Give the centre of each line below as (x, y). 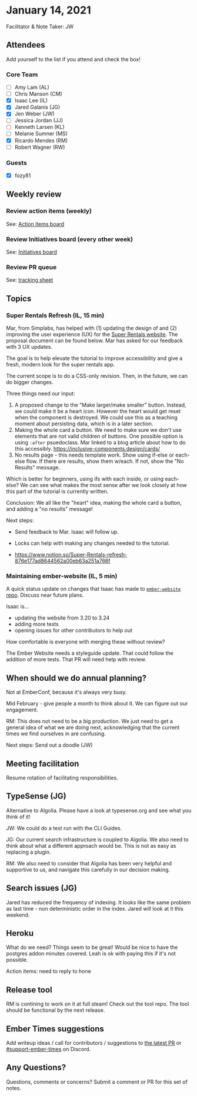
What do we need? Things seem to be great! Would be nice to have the (92, 947)
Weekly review (34, 194)
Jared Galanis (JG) (37, 107)
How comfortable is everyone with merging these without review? (86, 642)
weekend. (18, 915)
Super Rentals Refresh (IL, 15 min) (55, 315)
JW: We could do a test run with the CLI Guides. (64, 828)
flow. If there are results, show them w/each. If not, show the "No (105, 461)
